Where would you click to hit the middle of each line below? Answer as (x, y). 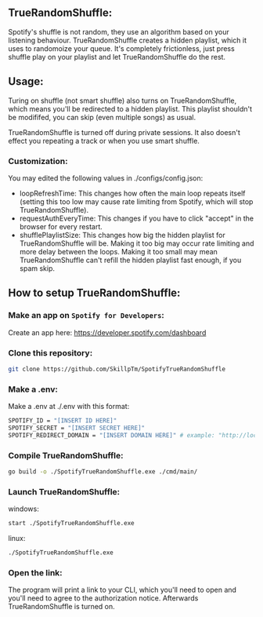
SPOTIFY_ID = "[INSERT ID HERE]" (63, 421)
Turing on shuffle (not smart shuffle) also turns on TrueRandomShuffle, (122, 100)
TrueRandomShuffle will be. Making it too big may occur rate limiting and (137, 243)
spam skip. (37, 268)
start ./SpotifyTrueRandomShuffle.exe (71, 524)
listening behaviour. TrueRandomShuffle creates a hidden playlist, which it (128, 40)
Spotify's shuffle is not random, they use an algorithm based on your (119, 31)
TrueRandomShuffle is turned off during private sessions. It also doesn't (124, 132)
